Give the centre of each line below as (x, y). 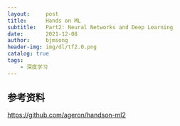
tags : (15, 61)
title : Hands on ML (44, 21)
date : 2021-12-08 (43, 34)
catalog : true (28, 54)
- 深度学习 (34, 67)
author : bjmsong (38, 41)
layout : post (33, 14)
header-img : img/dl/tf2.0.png (52, 47)
